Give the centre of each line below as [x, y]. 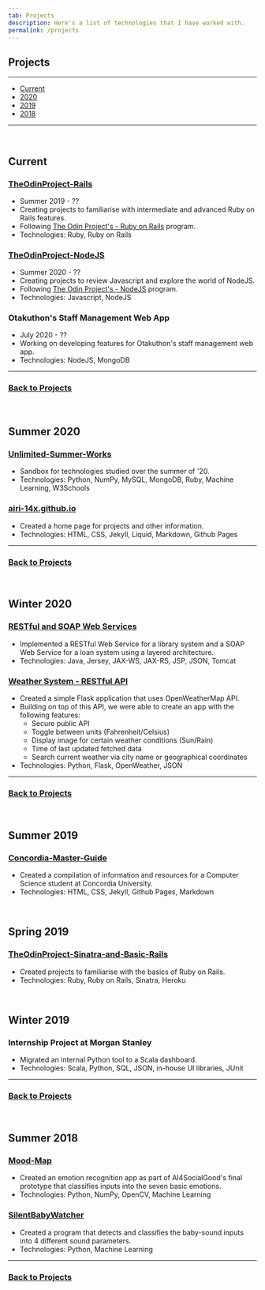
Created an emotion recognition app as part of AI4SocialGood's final [131, 1178]
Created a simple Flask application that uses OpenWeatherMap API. [129, 698]
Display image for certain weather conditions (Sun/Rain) [122, 740]
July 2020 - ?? [43, 335]
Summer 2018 [43, 1138]
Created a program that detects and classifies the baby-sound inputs [132, 1232]
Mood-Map [30, 1160]
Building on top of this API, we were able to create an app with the [127, 707]
